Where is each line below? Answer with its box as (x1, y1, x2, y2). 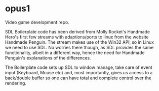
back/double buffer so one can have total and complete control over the (5, 75, 152, 81)
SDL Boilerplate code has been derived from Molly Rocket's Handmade (5, 29, 150, 34)
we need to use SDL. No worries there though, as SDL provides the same (5, 44, 154, 50)
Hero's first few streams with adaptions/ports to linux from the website (5, 34, 149, 40)
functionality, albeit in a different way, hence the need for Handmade (5, 50, 145, 56)
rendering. (5, 80, 26, 86)
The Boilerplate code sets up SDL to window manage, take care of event (5, 64, 152, 70)
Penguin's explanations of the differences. (5, 55, 91, 61)
